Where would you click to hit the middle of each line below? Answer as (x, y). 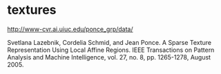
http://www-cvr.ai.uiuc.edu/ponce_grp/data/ (70, 29)
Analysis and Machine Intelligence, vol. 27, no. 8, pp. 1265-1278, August (109, 57)
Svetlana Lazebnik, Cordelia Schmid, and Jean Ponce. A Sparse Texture (109, 42)
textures (32, 10)
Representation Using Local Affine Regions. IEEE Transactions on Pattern (111, 50)
